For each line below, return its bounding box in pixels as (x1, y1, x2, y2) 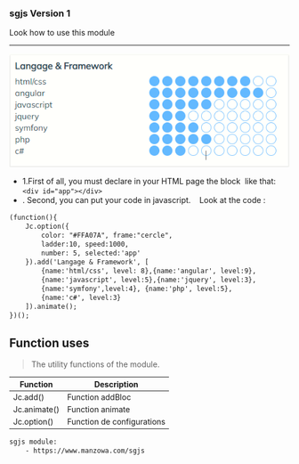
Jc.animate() (12, 404, 60, 415)
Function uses (9, 335, 90, 350)
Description (93, 379, 139, 389)
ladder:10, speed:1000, (41, 240, 129, 249)
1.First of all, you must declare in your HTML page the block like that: (21, 176, 276, 187)
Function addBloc (66, 391, 132, 403)
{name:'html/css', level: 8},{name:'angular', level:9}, (41, 266, 256, 276)
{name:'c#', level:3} (41, 293, 122, 303)
